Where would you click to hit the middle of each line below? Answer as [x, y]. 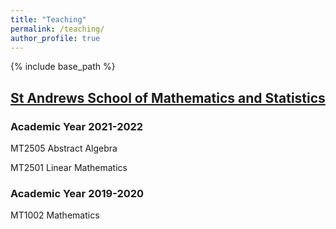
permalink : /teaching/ [57, 29]
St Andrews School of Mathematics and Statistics [168, 97]
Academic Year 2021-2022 [77, 126]
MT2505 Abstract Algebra [64, 148]
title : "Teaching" [48, 19]
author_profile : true [55, 38]
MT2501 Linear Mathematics [69, 168]
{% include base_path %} [63, 67]
